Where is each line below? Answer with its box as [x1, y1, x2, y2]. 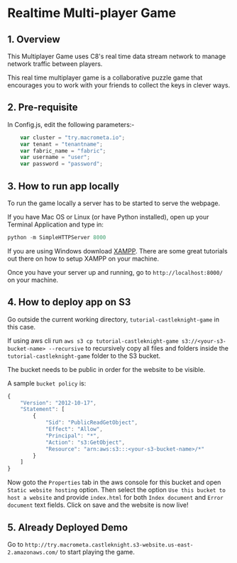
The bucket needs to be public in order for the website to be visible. [7, 365, 206, 373]
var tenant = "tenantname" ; [20, 141, 103, 148]
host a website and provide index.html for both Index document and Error [7, 493, 224, 502]
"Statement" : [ [20, 406, 65, 413]
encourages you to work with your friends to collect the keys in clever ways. [7, 81, 231, 89]
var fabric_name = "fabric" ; [20, 147, 106, 154]
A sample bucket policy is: [7, 378, 87, 388]
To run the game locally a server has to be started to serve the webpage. [7, 199, 221, 207]
